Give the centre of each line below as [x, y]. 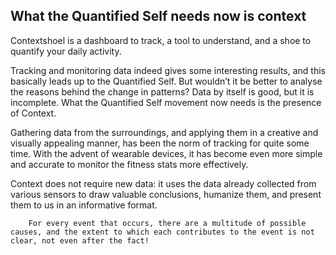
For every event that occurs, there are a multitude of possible [167, 223]
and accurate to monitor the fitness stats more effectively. [129, 164]
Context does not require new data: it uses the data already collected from [163, 183]
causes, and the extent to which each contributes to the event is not [162, 232]
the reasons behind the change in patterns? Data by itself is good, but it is [162, 91]
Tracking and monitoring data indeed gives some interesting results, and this [168, 70]
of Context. [33, 113]
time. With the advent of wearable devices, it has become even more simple [166, 153]
